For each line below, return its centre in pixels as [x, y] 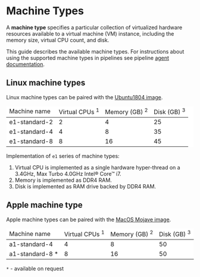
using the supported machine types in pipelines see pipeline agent [88, 58]
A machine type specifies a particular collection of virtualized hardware [94, 27]
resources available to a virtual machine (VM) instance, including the [90, 33]
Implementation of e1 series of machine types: [63, 156]
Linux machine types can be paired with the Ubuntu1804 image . [85, 97]
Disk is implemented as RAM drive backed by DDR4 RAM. [85, 187]
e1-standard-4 [31, 132]
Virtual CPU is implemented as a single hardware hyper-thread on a [97, 168]
